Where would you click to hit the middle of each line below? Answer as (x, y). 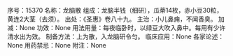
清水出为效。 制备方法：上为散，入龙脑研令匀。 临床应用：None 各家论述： (116, 36)
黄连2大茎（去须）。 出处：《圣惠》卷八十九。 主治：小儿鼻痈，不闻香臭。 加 (116, 19)
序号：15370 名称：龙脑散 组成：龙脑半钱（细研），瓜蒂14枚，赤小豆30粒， (115, 10)
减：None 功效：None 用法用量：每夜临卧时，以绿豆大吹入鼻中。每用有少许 (116, 28)
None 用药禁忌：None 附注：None (57, 45)
